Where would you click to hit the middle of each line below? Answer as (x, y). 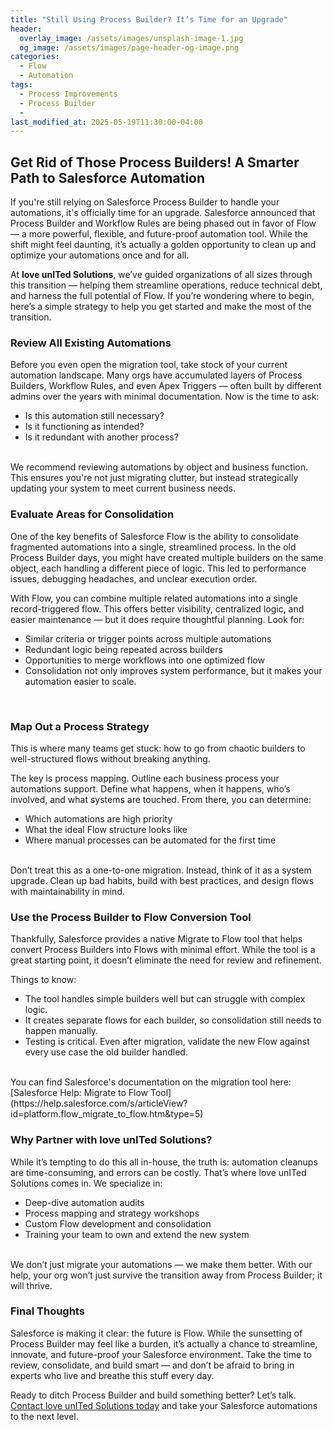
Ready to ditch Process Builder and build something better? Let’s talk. (153, 1395)
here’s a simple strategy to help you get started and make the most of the (161, 307)
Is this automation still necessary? (94, 416)
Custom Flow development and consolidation (118, 1223)
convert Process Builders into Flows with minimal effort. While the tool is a (163, 950)
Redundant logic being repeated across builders (123, 649)
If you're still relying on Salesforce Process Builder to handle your (145, 202)
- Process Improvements (68, 94)
